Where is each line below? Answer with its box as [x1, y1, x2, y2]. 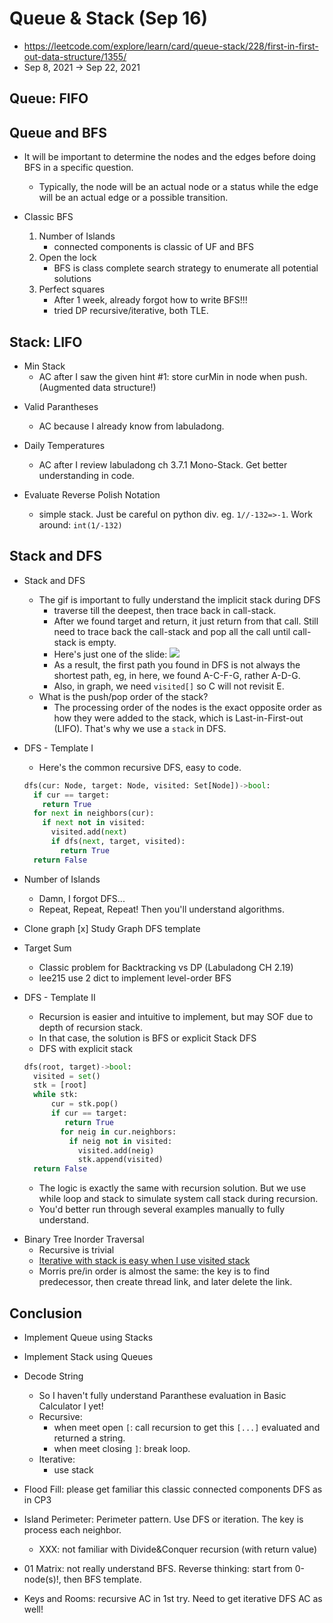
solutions [53, 273, 92, 285]
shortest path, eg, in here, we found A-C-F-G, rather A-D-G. [53, 669, 301, 681]
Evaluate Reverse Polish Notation [23, 488, 161, 501]
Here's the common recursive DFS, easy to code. [38, 761, 242, 773]
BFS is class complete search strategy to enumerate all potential [53, 262, 319, 274]
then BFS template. [63, 1573, 142, 1585]
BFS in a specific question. [23, 162, 134, 174]
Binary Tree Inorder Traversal [23, 1233, 145, 1246]
